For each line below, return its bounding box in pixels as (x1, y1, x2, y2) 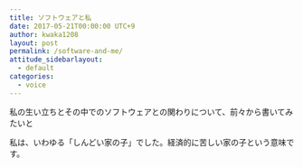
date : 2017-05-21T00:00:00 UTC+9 (9, 22, 136, 31)
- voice (17, 80, 47, 89)
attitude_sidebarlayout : (9, 55, 103, 64)
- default (17, 64, 54, 73)
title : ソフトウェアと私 (9, 13, 92, 23)
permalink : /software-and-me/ (9, 47, 124, 56)
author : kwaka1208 (9, 30, 79, 39)
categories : (9, 72, 54, 81)
